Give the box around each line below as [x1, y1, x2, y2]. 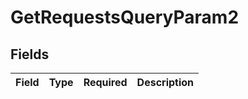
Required [83, 76, 128, 89]
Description [136, 76, 195, 89]
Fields [10, 46, 50, 63]
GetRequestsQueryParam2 [10, 6, 240, 29]
